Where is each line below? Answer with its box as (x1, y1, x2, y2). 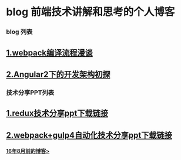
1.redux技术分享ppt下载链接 (6, 108, 109, 118)
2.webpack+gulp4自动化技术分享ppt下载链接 (6, 130, 172, 140)
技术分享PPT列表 (6, 88, 55, 97)
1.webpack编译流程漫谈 (6, 47, 93, 57)
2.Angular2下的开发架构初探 (6, 69, 110, 79)
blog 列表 (6, 28, 33, 36)
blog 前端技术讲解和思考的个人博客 (6, 5, 175, 19)
